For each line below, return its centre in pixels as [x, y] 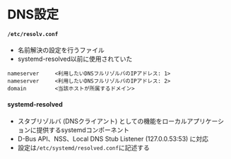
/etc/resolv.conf [33, 34]
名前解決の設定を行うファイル [61, 50]
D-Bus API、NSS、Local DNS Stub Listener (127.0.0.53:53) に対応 [113, 139]
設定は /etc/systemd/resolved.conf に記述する [83, 147]
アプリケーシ [206, 121]
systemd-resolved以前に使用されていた [75, 59]
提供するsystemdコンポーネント [83, 130]
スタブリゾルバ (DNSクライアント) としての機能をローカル [102, 121]
